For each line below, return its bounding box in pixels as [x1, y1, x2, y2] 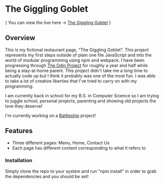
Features [5, 127, 33, 135]
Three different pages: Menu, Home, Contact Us [12, 139, 110, 145]
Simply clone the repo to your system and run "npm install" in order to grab [5, 168, 157, 174]
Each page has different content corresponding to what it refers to [12, 145, 146, 151]
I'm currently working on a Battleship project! [5, 113, 96, 118]
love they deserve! [5, 103, 43, 109]
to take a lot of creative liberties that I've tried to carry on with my [5, 78, 137, 84]
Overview [5, 34, 36, 42]
